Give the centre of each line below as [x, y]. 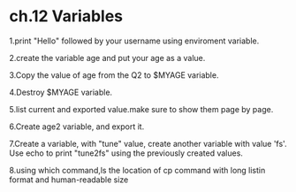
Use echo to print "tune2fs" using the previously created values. [126, 153]
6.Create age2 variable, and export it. [77, 127]
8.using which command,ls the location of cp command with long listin [137, 170]
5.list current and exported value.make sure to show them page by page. [141, 109]
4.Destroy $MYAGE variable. [61, 92]
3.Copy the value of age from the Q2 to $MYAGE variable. [114, 75]
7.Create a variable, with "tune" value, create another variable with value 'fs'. [148, 143]
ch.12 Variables [66, 16]
